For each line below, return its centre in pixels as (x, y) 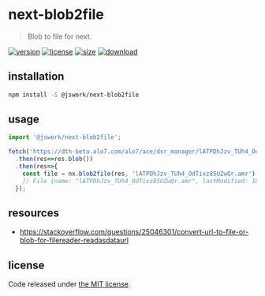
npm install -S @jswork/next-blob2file (74, 95)
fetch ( (19, 152)
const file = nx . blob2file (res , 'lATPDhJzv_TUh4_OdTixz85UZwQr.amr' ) (139, 174)
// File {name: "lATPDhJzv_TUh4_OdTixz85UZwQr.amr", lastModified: (135, 181)
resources (34, 213)
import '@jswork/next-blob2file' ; (65, 137)
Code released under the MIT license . (69, 284)
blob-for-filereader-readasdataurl (74, 240)
